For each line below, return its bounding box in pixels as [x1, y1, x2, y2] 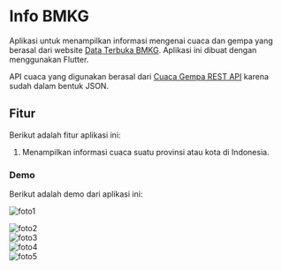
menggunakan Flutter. [9, 54, 89, 64]
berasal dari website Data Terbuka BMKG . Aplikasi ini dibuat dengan [9, 44, 257, 55]
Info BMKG [9, 6, 90, 26]
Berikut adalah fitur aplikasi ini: [9, 130, 121, 140]
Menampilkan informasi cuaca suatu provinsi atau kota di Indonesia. [21, 146, 270, 157]
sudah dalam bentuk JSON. [9, 80, 109, 91]
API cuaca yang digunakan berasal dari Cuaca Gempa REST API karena [9, 71, 270, 81]
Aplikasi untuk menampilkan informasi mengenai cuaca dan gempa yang [9, 35, 274, 46]
